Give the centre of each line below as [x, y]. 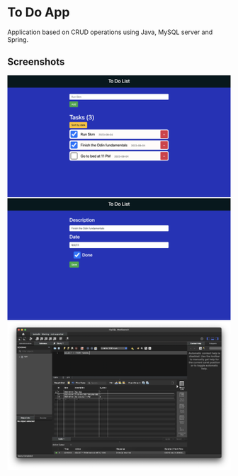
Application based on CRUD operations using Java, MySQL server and [110, 32]
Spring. [18, 39]
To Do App [39, 12]
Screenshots [36, 62]
